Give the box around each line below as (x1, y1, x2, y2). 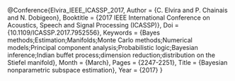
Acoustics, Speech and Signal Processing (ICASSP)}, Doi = (7, 21, 179, 29)
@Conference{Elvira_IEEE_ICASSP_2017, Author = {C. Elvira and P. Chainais (7, 6, 228, 14)
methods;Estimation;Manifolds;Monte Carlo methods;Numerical (7, 36, 193, 44)
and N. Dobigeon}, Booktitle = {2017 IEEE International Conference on (7, 13, 210, 22)
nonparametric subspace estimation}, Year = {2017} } (7, 66, 163, 74)
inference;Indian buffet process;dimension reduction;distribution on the (7, 51, 216, 59)
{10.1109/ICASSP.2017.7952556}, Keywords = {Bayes (7, 28, 161, 37)
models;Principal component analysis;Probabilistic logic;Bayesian (7, 44, 198, 51)
